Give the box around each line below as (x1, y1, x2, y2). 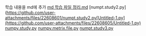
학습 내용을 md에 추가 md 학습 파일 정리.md (5, 4, 88, 10)
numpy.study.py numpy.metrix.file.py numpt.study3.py (5, 25, 114, 31)
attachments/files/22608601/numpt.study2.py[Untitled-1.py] (5, 15, 125, 20)
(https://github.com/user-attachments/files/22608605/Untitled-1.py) (5, 20, 141, 26)
